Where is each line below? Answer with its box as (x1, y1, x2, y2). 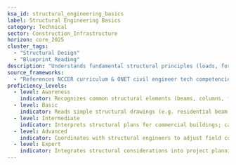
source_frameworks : (7, 69, 65, 76)
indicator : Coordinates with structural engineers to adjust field (20, 134, 221, 141)
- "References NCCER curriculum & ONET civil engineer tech (13, 75, 193, 83)
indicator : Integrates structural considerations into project (20, 147, 209, 154)
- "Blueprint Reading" (13, 56, 80, 63)
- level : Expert (13, 141, 61, 148)
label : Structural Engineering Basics (7, 17, 121, 24)
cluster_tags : (7, 43, 49, 50)
